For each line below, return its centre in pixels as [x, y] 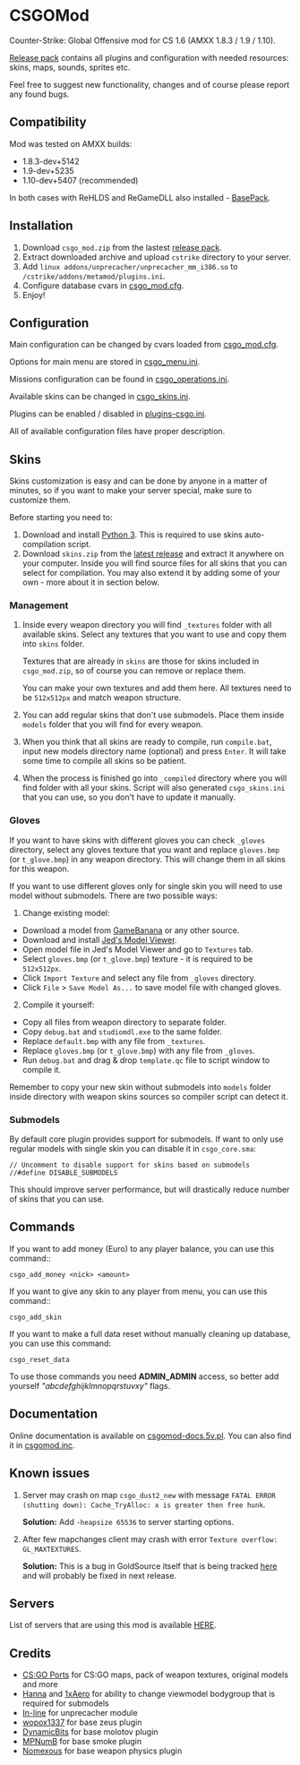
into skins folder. [53, 644]
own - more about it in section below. [90, 582]
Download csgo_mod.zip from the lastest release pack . [122, 247]
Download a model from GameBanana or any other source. [131, 930]
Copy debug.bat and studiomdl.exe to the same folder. [122, 1032]
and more [40, 1684]
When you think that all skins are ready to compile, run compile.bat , [147, 742]
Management [39, 605]
